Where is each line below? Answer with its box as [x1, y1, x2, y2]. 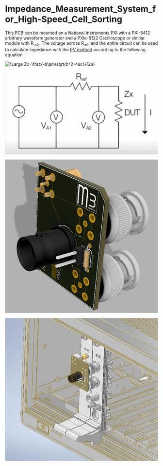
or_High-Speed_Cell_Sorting [5, 14, 123, 25]
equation [5, 52, 23, 57]
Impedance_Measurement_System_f [5, 3, 156, 15]
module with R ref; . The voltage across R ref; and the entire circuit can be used [5, 40, 158, 47]
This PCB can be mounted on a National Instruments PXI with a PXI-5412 [5, 30, 150, 36]
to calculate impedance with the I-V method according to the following [5, 46, 146, 52]
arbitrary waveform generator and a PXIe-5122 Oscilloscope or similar [5, 35, 145, 41]
